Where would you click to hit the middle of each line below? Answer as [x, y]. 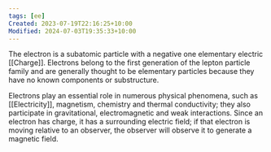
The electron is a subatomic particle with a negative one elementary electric [136, 54]
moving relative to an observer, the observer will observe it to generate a [130, 130]
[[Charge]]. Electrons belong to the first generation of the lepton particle [129, 63]
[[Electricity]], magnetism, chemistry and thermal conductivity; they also [129, 104]
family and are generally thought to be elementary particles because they [131, 72]
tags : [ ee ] [27, 16]
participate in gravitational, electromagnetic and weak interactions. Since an [135, 113]
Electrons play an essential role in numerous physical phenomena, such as [133, 96]
